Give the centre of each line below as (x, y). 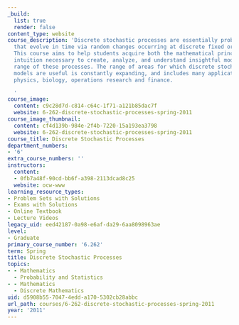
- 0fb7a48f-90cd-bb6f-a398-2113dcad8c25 (74, 178)
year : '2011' (27, 310)
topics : (19, 264)
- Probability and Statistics (58, 277)
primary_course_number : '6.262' (55, 244)
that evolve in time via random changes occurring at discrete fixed (119, 47)
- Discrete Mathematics (49, 291)
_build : (19, 14)
